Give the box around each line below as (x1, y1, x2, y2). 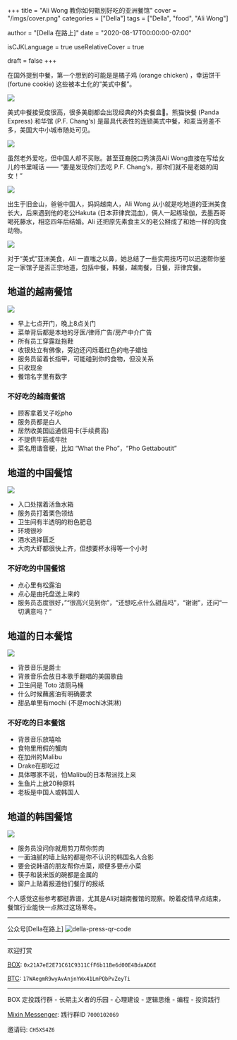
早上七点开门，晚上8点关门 (17, 319, 97, 327)
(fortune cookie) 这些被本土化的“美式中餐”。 (7, 80, 136, 88)
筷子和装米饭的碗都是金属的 (17, 871, 99, 879)
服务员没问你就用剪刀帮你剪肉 (17, 844, 104, 852)
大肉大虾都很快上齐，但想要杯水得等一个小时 (17, 544, 148, 552)
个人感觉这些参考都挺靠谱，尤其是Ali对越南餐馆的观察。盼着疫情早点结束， (7, 895, 225, 903)
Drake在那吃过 (17, 761, 60, 770)
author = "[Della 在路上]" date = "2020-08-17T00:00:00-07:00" (7, 29, 192, 37)
